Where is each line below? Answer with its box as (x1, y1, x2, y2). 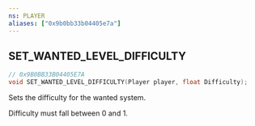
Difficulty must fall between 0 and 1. (8, 108, 128, 118)
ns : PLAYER (8, 11, 45, 20)
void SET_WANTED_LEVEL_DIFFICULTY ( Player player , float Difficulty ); (8, 78, 249, 86)
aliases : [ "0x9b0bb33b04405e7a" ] (8, 19, 121, 27)
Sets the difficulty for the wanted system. (8, 93, 147, 103)
